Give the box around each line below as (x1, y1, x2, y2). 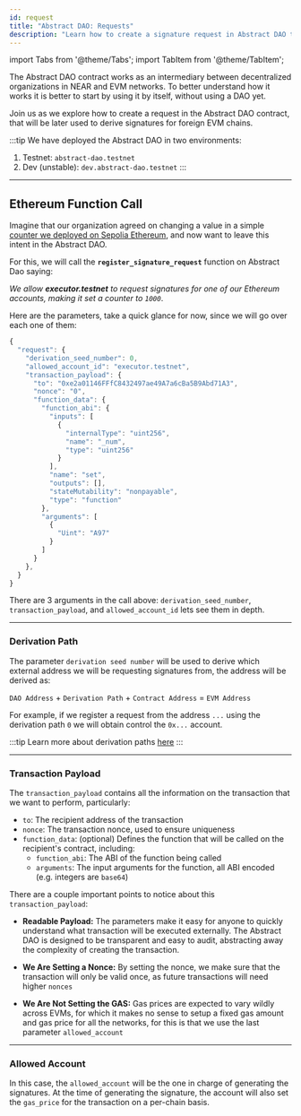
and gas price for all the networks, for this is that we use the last (21, 1017, 260, 1028)
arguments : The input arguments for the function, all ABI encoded (35, 862, 275, 873)
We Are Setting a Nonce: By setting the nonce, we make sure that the (21, 962, 280, 973)
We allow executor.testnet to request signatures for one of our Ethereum (9, 283, 280, 294)
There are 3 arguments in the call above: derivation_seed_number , (9, 595, 252, 606)
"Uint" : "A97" (56, 529, 110, 538)
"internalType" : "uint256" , (65, 428, 170, 437)
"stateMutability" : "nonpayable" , (48, 487, 178, 496)
